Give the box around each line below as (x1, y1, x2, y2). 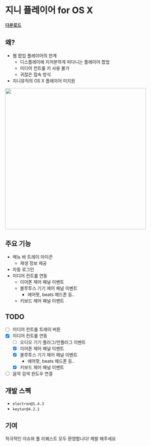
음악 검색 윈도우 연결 (12, 370, 53, 377)
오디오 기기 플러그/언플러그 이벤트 (19, 339, 86, 345)
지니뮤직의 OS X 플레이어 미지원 (12, 77, 75, 83)
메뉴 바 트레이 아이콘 (12, 254, 53, 260)
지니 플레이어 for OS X (5, 5, 93, 16)
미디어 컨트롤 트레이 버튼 (12, 326, 61, 332)
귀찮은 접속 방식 (19, 71, 51, 77)
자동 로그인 (12, 266, 34, 272)
